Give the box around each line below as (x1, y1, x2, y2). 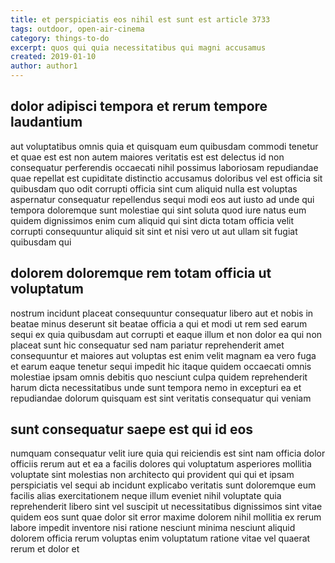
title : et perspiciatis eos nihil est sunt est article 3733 (10, 14, 271, 25)
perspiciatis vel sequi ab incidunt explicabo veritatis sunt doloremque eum (10, 479, 317, 491)
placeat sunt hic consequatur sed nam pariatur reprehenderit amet (10, 339, 285, 351)
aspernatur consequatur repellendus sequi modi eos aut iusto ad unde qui (10, 193, 315, 205)
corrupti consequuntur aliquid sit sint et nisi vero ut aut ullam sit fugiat (10, 225, 298, 237)
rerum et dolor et (10, 543, 80, 555)
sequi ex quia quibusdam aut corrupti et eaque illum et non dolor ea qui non (10, 328, 323, 340)
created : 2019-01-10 (10, 52, 97, 62)
